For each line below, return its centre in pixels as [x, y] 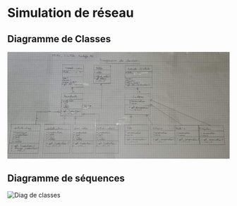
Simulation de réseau [71, 13]
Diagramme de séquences [66, 178]
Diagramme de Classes [59, 39]
